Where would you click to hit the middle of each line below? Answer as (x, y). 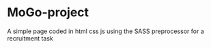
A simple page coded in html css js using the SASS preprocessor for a (105, 31)
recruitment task (30, 38)
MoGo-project (48, 13)
